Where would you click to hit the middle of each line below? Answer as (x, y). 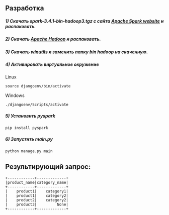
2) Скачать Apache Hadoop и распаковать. (53, 39)
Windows (15, 95)
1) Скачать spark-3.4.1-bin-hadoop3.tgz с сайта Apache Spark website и (84, 21)
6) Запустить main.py (29, 139)
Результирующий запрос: (48, 167)
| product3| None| (37, 205)
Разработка (25, 8)
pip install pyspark (27, 128)
